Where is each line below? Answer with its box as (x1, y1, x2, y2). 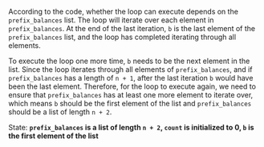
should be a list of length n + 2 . (8, 107, 112, 117)
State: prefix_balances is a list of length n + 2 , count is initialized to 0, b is (8, 123, 254, 132)
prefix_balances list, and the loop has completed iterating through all (8, 32, 237, 42)
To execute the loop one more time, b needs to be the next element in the (8, 56, 250, 66)
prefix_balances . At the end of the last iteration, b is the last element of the (8, 24, 255, 33)
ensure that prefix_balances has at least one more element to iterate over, (8, 90, 254, 99)
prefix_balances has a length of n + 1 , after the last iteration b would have (8, 73, 254, 82)
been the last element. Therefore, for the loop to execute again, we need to (8, 81, 257, 91)
